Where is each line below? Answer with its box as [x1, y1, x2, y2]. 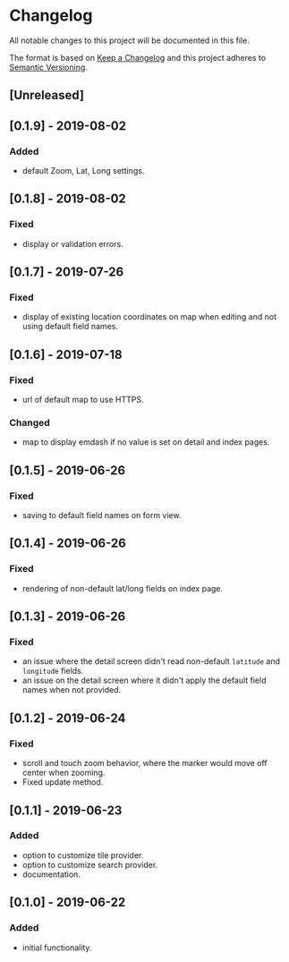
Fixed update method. [21, 777, 104, 787]
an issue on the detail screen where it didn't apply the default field [21, 675, 267, 685]
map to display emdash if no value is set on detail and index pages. [21, 437, 270, 447]
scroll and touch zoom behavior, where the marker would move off [21, 758, 268, 769]
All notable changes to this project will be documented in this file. [9, 35, 251, 46]
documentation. [21, 869, 81, 880]
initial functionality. [21, 941, 92, 953]
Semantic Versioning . [9, 62, 88, 72]
